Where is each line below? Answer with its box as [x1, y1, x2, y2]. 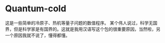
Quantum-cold [5, 3, 66, 14]
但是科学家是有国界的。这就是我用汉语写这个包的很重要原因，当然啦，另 [13, 26, 161, 32]
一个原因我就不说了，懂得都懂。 [5, 32, 70, 38]
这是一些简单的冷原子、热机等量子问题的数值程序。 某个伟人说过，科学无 [5, 20, 153, 26]
